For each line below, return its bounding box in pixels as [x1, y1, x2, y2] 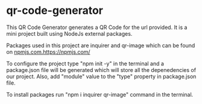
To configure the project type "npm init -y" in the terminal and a [6, 60, 165, 67]
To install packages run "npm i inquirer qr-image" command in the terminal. [6, 91, 194, 98]
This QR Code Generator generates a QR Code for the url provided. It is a [6, 24, 188, 31]
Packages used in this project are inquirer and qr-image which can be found [6, 42, 195, 49]
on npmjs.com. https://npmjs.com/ [6, 48, 90, 55]
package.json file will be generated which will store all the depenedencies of [6, 66, 197, 73]
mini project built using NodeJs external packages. [6, 30, 133, 37]
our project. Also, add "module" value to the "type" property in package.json [6, 73, 197, 80]
